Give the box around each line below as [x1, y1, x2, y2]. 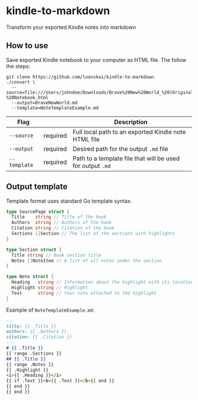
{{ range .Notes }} [6, 361, 54, 368]
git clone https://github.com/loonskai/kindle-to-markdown [6, 74, 154, 80]
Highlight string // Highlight [11, 285, 88, 291]
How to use [6, 41, 48, 51]
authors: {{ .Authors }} [6, 329, 67, 335]
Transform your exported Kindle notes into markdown [6, 24, 137, 31]
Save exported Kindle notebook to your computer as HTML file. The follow [6, 56, 187, 63]
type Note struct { [6, 274, 54, 280]
